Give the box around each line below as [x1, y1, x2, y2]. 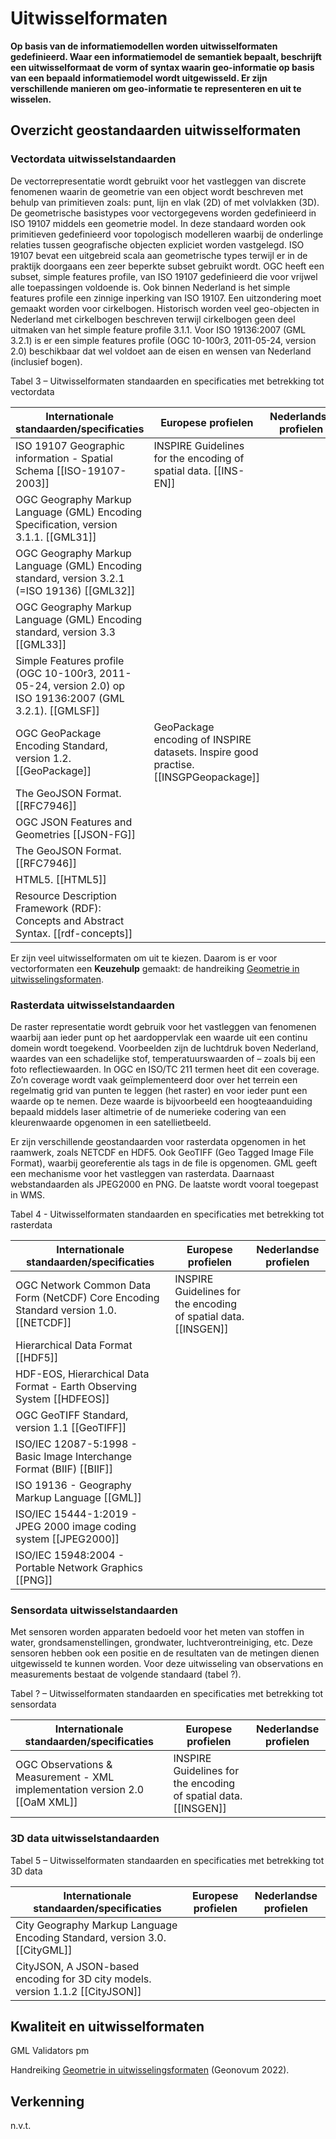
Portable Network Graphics [15, 1560, 143, 1574]
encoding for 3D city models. [15, 1972, 152, 1986]
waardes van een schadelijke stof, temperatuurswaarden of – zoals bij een [10, 1052, 316, 1064]
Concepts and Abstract [15, 913, 125, 927]
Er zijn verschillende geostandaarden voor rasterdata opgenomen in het [10, 1135, 307, 1147]
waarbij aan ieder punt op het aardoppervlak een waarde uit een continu [10, 1031, 308, 1043]
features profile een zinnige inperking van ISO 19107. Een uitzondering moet [10, 292, 322, 304]
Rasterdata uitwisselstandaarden [10, 998, 175, 1012]
